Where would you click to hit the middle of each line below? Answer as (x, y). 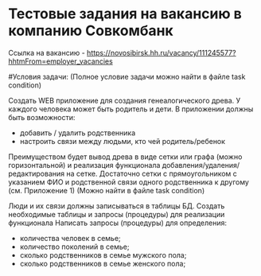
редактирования (37, 173)
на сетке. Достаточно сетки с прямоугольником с (152, 173)
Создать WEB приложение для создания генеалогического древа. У (125, 100)
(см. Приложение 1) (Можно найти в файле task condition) (107, 190)
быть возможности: (42, 117)
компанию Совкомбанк (91, 31)
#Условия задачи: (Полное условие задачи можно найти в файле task (127, 76)
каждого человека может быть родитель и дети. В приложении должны (131, 109)
